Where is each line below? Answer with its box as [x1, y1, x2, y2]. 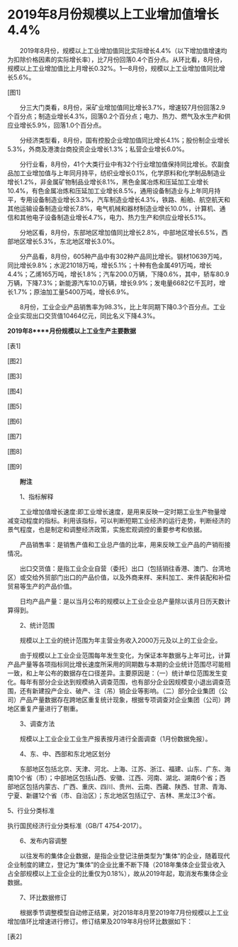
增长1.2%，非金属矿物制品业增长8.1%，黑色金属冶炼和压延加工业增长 [7, 177, 209, 186]
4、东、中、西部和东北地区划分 [19, 749, 111, 758]
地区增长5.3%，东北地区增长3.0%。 [13, 237, 119, 245]
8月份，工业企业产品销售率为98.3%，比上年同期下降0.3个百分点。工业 [19, 302, 226, 311]
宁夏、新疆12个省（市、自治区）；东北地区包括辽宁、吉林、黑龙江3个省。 [7, 791, 220, 799]
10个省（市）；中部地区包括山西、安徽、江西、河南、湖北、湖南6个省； [13, 773, 220, 782]
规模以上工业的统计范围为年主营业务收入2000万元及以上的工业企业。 [19, 636, 222, 644]
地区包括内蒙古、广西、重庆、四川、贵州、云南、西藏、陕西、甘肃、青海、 [13, 782, 231, 791]
